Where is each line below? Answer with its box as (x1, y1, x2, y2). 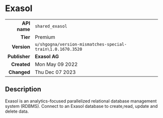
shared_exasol (34, 23, 67, 29)
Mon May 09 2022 (34, 61, 78, 68)
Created (11, 61, 31, 68)
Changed (8, 69, 31, 75)
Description (5, 85, 41, 93)
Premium (34, 33, 56, 40)
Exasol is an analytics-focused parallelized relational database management (5, 98, 157, 104)
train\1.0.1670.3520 (34, 46, 82, 52)
